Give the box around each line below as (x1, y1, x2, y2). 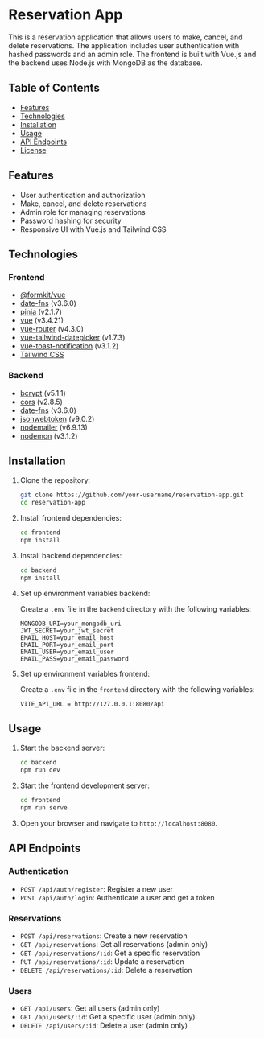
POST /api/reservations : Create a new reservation (19, 931, 188, 941)
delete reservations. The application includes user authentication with (8, 40, 240, 50)
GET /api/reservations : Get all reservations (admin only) (19, 939, 208, 949)
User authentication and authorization (19, 190, 146, 200)
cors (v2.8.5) (19, 397, 63, 406)
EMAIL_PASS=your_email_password (19, 654, 129, 663)
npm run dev (19, 766, 60, 774)
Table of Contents (8, 81, 101, 95)
